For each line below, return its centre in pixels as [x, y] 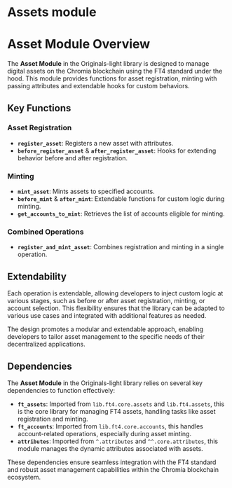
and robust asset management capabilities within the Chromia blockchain [113, 470]
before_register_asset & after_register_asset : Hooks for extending [117, 151]
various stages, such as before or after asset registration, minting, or [106, 301]
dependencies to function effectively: [61, 391]
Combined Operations [46, 232]
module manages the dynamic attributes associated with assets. [110, 449]
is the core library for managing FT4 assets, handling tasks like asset [116, 412]
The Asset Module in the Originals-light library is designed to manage [108, 64]
